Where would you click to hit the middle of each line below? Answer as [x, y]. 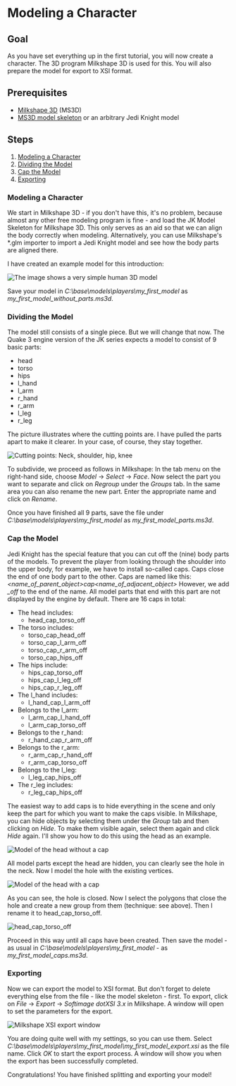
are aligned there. [33, 250]
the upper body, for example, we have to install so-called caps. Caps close [116, 569]
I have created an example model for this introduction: [86, 264]
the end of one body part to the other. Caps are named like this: [99, 576]
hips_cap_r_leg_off [55, 687]
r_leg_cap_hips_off [55, 792]
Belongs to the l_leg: [47, 770]
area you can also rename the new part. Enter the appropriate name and [112, 492]
